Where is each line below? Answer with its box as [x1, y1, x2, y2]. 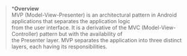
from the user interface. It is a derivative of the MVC [11, 24, 141, 31]
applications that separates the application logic [11, 18, 130, 24]
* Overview [11, 5, 40, 12]
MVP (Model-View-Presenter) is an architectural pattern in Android [11, 11, 177, 18]
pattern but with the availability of [39, 30, 123, 38]
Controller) [11, 30, 38, 38]
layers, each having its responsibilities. [11, 43, 108, 50]
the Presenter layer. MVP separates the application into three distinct [11, 37, 182, 43]
